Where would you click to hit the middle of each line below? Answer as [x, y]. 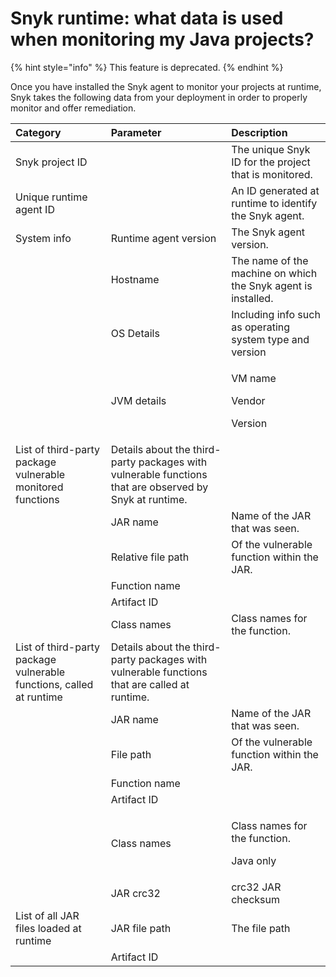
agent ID [35, 209]
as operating [261, 327]
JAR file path [141, 928]
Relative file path [150, 557]
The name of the [270, 260]
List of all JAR [47, 915]
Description [259, 132]
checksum [255, 899]
